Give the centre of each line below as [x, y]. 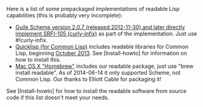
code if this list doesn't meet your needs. [58, 98]
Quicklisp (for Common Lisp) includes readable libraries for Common [102, 46]
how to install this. [38, 60]
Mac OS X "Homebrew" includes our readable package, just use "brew [104, 66]
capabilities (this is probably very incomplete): [65, 15]
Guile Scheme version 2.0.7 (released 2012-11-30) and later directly [100, 27]
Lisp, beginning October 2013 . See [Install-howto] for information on [101, 53]
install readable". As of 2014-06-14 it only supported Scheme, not [98, 72]
